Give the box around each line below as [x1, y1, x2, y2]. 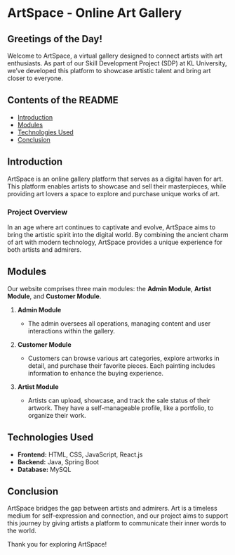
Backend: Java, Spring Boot [17, 457, 100, 466]
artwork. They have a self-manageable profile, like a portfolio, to [27, 403, 214, 412]
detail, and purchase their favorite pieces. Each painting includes [27, 361, 215, 370]
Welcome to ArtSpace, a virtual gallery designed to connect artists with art [7, 51, 223, 60]
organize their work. [27, 411, 86, 419]
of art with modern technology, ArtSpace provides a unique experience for [7, 238, 223, 246]
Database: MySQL [17, 465, 72, 473]
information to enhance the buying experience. [27, 369, 163, 377]
